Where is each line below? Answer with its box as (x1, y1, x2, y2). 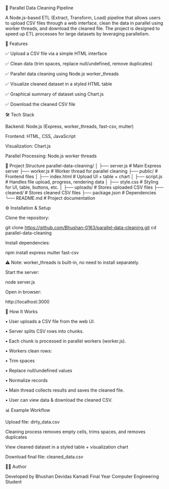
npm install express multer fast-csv (5, 250, 79, 256)
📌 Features (5, 41, 28, 47)
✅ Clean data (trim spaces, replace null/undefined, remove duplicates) (5, 61, 153, 66)
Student (5, 479, 22, 484)
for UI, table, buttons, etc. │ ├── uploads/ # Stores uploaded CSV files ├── (5, 184, 164, 190)
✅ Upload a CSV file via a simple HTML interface (5, 51, 108, 56)
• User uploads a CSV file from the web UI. (5, 319, 95, 324)
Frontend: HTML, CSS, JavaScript (5, 133, 76, 139)
